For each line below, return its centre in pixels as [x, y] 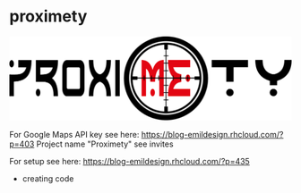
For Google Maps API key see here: [74, 135]
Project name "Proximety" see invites [105, 144]
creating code [48, 179]
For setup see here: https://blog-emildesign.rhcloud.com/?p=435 [130, 162]
